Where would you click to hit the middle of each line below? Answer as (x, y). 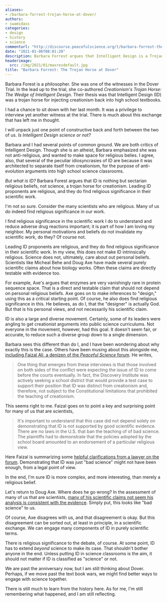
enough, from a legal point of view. (41, 467)
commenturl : (17, 47)
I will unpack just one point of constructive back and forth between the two (82, 130)
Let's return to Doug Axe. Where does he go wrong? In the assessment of (81, 492)
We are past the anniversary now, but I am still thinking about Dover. (75, 568)
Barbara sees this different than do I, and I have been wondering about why (83, 344)
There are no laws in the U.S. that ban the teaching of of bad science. (88, 431)
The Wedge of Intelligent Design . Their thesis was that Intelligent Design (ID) (83, 95)
